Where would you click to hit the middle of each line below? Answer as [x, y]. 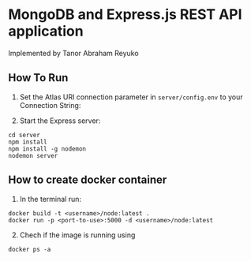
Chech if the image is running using [77, 235]
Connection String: [50, 105]
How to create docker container [88, 180]
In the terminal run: [50, 199]
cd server [24, 135]
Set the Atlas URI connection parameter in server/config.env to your [131, 97]
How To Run [38, 78]
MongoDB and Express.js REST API [125, 15]
